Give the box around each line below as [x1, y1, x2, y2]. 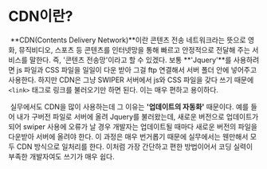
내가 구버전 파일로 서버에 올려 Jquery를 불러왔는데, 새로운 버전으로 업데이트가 [16, 112, 259, 121]
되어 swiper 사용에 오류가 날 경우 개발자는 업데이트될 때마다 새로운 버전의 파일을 [8, 121, 257, 132]
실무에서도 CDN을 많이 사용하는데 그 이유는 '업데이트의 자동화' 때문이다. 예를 [10, 101, 249, 112]
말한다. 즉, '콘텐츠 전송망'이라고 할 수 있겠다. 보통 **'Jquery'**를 [29, 55, 232, 65]
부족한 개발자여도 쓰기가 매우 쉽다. [8, 151, 115, 161]
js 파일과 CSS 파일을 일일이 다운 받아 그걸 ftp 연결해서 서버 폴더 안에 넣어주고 [16, 65, 257, 74]
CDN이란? [8, 7, 73, 26]
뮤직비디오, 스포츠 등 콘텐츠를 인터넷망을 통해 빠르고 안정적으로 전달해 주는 [18, 45, 251, 54]
